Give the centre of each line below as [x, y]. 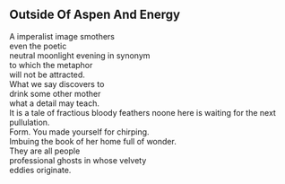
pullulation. [30, 122]
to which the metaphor [51, 65]
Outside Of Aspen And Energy [95, 15]
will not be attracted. [47, 74]
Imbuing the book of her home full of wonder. [93, 141]
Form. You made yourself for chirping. [79, 131]
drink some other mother [55, 93]
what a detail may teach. [55, 103]
